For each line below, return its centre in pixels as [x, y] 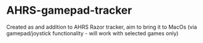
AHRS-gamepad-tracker [69, 10]
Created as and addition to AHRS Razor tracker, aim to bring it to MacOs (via [102, 27]
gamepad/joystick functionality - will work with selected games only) [92, 33]
